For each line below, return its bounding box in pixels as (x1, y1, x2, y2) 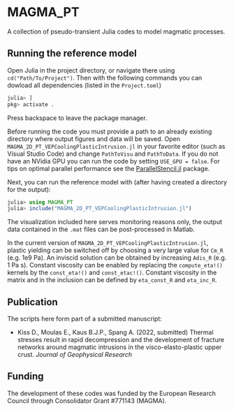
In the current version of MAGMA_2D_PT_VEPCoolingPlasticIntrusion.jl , (7, 239, 209, 247)
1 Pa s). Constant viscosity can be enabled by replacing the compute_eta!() (7, 261, 224, 270)
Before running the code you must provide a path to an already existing (7, 127, 212, 135)
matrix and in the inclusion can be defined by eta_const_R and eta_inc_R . (7, 276, 218, 284)
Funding (7, 371, 44, 383)
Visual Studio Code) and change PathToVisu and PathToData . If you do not (7, 149, 219, 158)
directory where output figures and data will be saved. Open (7, 134, 180, 143)
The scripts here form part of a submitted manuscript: (7, 315, 162, 323)
